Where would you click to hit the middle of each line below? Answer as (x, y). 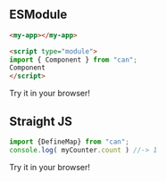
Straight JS (41, 121)
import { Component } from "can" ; (74, 60)
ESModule (38, 15)
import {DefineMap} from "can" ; (69, 142)
